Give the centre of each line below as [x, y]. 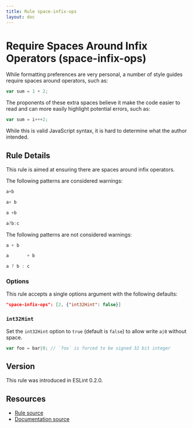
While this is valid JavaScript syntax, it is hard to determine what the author [96, 131]
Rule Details [28, 155]
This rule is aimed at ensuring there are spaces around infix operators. [90, 170]
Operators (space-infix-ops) [76, 58]
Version [20, 366]
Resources [26, 399]
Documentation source [42, 419]
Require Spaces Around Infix [77, 46]
